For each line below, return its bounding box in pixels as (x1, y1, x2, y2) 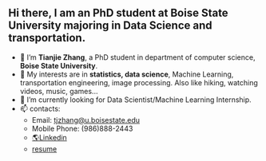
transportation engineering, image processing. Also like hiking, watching (19, 77, 258, 87)
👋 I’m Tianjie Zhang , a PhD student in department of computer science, (19, 52, 256, 62)
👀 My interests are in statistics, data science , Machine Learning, (19, 69, 234, 79)
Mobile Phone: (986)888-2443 (31, 124, 133, 133)
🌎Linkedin (31, 132, 68, 142)
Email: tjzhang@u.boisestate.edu (31, 115, 141, 124)
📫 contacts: (19, 104, 61, 113)
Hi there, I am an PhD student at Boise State (8, 6, 229, 20)
